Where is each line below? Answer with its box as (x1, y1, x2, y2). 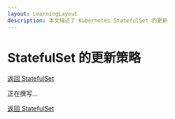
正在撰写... (7, 89, 38, 98)
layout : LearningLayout (7, 10, 78, 18)
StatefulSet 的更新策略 (7, 50, 141, 66)
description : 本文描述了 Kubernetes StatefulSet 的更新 (7, 17, 169, 24)
